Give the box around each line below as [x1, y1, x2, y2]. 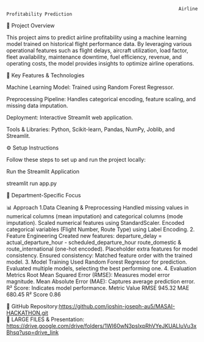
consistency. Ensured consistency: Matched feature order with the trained [6, 252, 192, 259]
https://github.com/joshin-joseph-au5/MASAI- [59, 303, 175, 310]
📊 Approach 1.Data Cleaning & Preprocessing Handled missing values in [6, 204, 189, 211]
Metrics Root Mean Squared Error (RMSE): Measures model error [6, 272, 170, 278]
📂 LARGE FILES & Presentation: [6, 316, 84, 323]
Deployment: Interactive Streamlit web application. [6, 114, 133, 121]
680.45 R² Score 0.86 [6, 291, 61, 298]
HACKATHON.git [6, 310, 48, 316]
